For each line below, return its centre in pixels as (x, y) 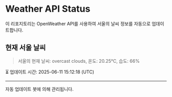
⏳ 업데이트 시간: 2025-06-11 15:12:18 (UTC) (50, 71)
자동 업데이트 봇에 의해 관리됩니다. (39, 89)
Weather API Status (48, 9)
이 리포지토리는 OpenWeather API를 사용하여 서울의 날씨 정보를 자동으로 (78, 23)
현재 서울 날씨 (26, 48)
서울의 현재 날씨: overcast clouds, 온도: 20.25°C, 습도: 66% (79, 61)
